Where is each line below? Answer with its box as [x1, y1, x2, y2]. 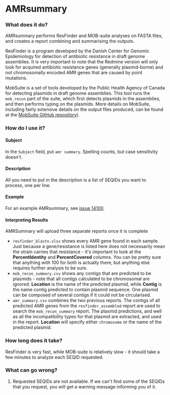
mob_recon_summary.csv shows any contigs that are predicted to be [12, 270, 151, 277]
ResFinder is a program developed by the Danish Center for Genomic [5, 48, 150, 54]
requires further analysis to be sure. [12, 265, 88, 271]
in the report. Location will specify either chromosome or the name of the [12, 319, 162, 325]
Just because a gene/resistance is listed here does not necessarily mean [12, 244, 165, 250]
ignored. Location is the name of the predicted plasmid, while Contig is [12, 281, 162, 287]
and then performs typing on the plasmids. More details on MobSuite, [5, 101, 151, 107]
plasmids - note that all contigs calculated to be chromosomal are [12, 276, 150, 282]
